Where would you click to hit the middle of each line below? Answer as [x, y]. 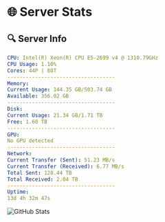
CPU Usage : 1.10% [32, 64]
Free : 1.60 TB [27, 122]
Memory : [18, 83]
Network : [20, 154]
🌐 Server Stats [50, 12]
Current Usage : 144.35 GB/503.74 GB [59, 90]
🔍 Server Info [37, 38]
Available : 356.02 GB [38, 96]
